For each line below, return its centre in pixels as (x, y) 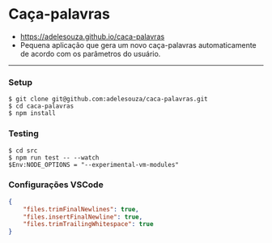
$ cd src (23, 151)
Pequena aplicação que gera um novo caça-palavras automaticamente (138, 45)
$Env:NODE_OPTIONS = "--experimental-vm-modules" (94, 164)
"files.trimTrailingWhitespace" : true (88, 224)
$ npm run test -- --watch (54, 158)
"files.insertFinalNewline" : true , (83, 217)
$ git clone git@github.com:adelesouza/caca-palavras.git (108, 99)
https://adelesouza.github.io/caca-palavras (92, 36)
